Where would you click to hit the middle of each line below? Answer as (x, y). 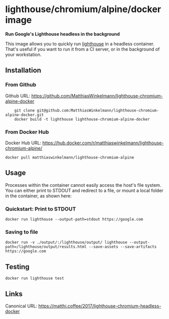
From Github (21, 85)
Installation (23, 70)
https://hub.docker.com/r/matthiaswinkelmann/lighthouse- (103, 143)
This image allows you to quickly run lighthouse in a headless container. (80, 43)
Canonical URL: (21, 306)
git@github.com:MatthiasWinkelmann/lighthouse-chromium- (98, 110)
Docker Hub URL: (23, 143)
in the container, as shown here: (39, 196)
